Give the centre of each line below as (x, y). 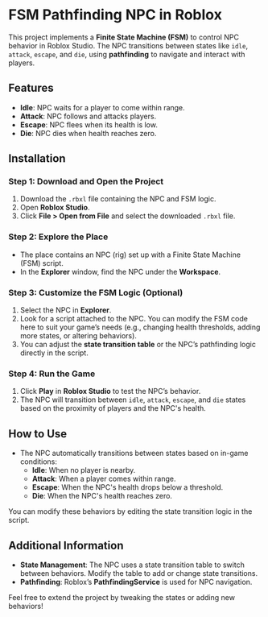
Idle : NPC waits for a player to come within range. (102, 107)
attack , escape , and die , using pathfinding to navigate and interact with (127, 54)
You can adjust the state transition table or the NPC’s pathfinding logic (138, 345)
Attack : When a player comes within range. (104, 479)
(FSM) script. (42, 263)
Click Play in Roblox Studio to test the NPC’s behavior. (110, 391)
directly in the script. (54, 353)
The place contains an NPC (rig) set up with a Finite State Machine (130, 255)
